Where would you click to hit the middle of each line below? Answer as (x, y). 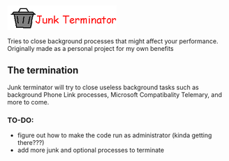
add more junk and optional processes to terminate (91, 150)
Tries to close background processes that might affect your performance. (113, 41)
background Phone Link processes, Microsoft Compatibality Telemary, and (114, 94)
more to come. (28, 102)
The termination (43, 71)
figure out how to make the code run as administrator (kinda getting (114, 135)
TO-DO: (21, 120)
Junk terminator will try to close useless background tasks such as (103, 87)
